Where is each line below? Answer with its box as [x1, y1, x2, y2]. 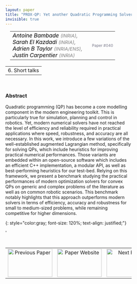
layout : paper [5, 7, 35, 13]
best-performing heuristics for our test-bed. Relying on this [5, 167, 127, 173]
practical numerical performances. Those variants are [5, 151, 116, 158]
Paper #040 [91, 43, 113, 48]
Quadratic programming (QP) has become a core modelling [5, 104, 127, 110]
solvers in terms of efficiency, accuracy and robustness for [5, 199, 127, 205]
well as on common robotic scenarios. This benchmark [5, 189, 118, 195]
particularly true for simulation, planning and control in [5, 114, 117, 120]
